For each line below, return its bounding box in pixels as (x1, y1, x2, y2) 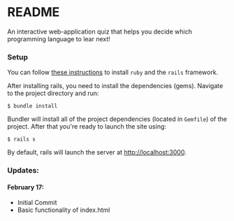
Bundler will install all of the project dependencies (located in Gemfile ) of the (7, 115, 227, 123)
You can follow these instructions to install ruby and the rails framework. (7, 68, 219, 77)
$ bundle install (7, 103, 58, 110)
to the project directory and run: (7, 89, 99, 98)
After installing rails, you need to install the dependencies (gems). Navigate (7, 82, 224, 90)
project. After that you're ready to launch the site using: (7, 122, 166, 131)
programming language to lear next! (7, 34, 110, 43)
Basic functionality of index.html (17, 206, 110, 214)
